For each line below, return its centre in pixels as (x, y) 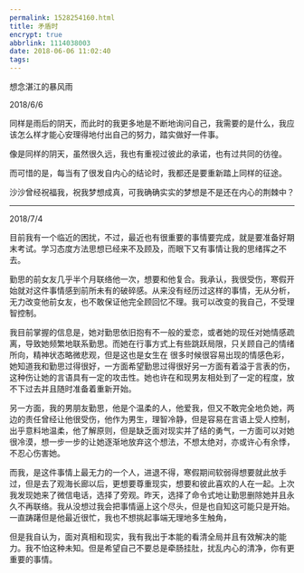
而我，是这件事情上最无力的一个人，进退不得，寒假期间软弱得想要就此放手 (148, 472)
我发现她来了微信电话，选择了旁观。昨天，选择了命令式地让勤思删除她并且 (148, 495)
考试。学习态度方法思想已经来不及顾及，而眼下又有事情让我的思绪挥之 (147, 249)
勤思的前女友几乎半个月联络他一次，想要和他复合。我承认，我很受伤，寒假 (148, 279)
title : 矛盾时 (34, 26)
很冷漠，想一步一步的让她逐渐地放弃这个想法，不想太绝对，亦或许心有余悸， (152, 442)
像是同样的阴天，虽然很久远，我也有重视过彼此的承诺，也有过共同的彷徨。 (148, 154)
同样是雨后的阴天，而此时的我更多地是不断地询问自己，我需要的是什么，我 (148, 123)
